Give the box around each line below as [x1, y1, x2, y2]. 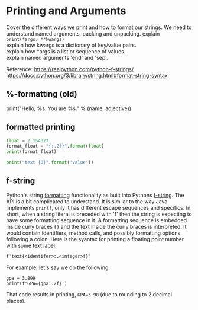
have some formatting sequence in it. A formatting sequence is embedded [6, 216, 187, 223]
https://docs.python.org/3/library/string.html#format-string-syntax [6, 72, 168, 79]
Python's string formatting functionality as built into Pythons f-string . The [6, 191, 184, 199]
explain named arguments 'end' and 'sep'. [6, 54, 108, 61]
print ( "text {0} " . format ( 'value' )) [6, 159, 94, 165]
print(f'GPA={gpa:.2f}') [6, 280, 67, 286]
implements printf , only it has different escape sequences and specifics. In [6, 204, 191, 211]
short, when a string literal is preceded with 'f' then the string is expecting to [6, 210, 192, 218]
